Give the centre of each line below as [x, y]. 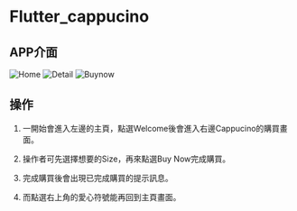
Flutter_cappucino [79, 17]
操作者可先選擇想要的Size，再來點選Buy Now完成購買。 [126, 159]
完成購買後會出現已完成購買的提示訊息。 [97, 178]
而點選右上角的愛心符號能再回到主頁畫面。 [102, 197]
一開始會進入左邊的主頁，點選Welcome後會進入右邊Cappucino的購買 [151, 128]
